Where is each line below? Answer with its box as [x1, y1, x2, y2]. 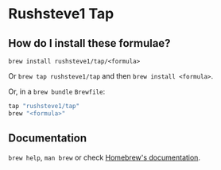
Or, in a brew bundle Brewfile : [8, 87, 106, 96]
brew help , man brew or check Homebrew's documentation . [8, 153, 201, 162]
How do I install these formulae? [8, 37, 171, 50]
